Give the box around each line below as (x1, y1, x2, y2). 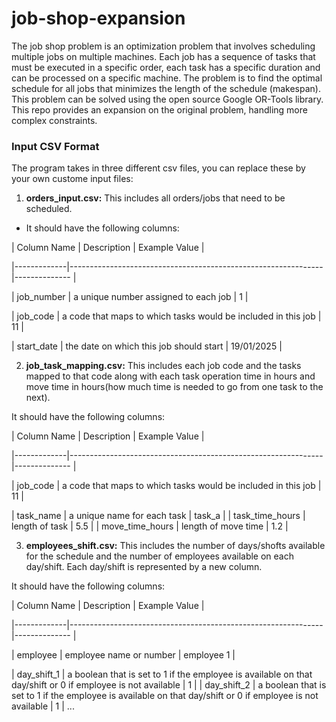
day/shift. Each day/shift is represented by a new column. (25, 561, 263, 573)
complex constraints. (11, 114, 98, 126)
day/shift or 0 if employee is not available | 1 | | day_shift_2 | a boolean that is (11, 679, 327, 691)
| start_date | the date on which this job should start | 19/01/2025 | (11, 340, 283, 352)
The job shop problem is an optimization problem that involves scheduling (11, 40, 316, 52)
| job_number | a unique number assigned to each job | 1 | (11, 291, 249, 303)
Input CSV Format (11, 139, 100, 153)
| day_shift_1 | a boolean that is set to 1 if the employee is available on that (11, 668, 313, 681)
